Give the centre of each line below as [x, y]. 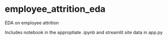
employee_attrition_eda [55, 9]
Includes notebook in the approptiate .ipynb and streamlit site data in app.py [84, 32]
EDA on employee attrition [32, 23]
